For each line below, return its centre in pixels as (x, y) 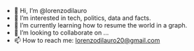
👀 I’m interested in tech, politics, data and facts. (82, 18)
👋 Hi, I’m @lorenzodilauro (50, 11)
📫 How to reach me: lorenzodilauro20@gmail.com (87, 40)
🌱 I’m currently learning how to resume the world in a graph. (101, 25)
